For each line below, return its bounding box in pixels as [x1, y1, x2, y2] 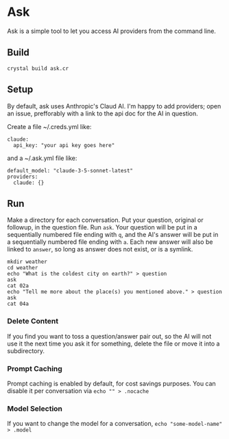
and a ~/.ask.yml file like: [7, 154, 77, 162]
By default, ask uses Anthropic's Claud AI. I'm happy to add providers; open [7, 102, 221, 110]
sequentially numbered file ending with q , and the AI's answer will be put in [7, 231, 219, 239]
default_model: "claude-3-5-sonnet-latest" [7, 167, 134, 174]
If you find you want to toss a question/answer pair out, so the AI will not [7, 332, 212, 340]
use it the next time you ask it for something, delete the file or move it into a [7, 339, 220, 348]
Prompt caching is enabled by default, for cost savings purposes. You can [7, 379, 216, 387]
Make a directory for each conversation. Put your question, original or [7, 216, 204, 224]
